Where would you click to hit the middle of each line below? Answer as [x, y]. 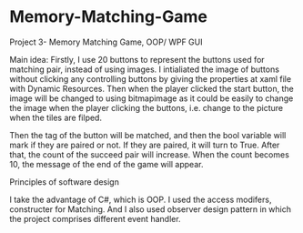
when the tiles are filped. [56, 117]
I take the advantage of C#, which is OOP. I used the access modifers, [141, 199]
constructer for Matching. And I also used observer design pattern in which [151, 209]
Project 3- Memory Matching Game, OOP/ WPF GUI [106, 42]
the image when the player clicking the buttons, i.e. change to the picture [146, 107]
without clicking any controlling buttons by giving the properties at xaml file [151, 78]
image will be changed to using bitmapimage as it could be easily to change [151, 98]
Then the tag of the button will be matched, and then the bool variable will [148, 135]
